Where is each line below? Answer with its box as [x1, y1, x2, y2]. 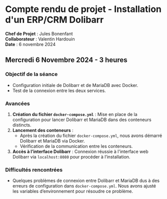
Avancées [5, 100, 30, 107]
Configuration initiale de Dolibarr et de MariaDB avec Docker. [12, 82, 138, 88]
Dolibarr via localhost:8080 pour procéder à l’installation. [12, 153, 130, 159]
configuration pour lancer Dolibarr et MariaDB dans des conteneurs [12, 116, 151, 122]
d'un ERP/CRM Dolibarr [5, 14, 104, 25]
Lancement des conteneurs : [12, 127, 73, 133]
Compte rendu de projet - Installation [5, 3, 161, 15]
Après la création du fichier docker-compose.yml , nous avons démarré [19, 132, 162, 138]
